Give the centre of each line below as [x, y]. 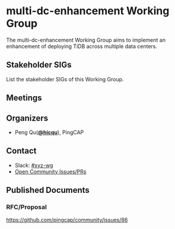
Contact [21, 151]
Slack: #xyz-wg [34, 165]
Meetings [24, 98]
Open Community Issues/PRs [50, 171]
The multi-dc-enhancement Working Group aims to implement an [86, 40]
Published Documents [48, 190]
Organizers [27, 118]
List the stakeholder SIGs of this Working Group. [65, 79]
